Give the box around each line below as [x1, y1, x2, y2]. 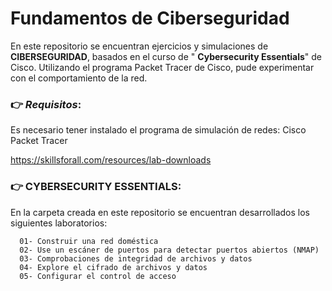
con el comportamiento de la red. [10, 72, 148, 84]
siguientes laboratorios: [10, 217, 108, 229]
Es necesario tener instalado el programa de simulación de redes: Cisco [10, 124, 307, 136]
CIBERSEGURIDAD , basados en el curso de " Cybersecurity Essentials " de [10, 50, 323, 62]
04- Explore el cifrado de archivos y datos [19, 262, 208, 272]
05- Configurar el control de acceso [19, 271, 177, 281]
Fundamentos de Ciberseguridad [10, 7, 290, 30]
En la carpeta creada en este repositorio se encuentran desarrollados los [10, 206, 311, 218]
